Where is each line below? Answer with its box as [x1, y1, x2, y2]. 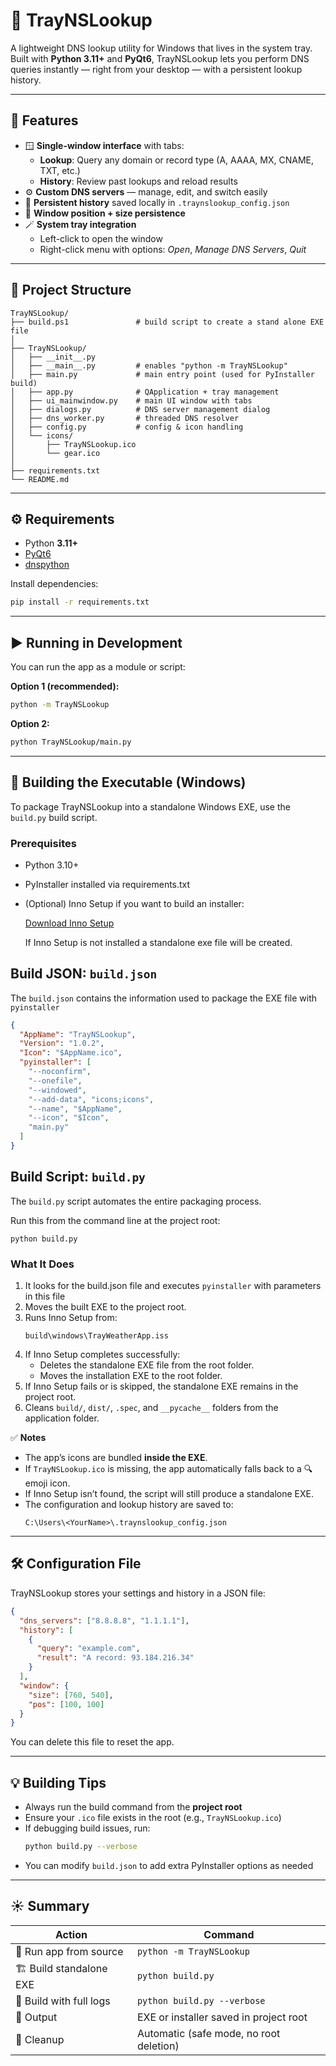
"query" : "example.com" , [36, 1644, 141, 1654]
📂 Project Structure [10, 282, 132, 299]
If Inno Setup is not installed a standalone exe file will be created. [24, 936, 293, 948]
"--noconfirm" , [28, 1067, 92, 1077]
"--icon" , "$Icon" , [28, 1113, 110, 1123]
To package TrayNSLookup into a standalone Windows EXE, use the [10, 800, 291, 813]
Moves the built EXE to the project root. [24, 1301, 187, 1313]
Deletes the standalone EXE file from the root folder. [39, 1359, 255, 1371]
